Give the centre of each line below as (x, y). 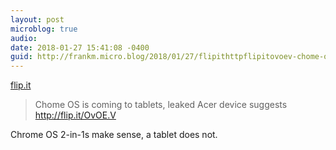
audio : (24, 38)
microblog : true (44, 29)
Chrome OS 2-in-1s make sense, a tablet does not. (114, 135)
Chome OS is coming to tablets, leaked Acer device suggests (161, 105)
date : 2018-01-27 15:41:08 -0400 (80, 47)
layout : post (37, 19)
